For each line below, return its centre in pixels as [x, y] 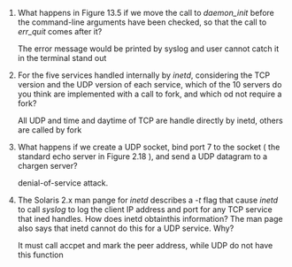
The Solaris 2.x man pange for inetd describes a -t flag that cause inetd [148, 200]
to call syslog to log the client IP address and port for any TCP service [145, 210]
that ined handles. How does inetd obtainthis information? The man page [150, 219]
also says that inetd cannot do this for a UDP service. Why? [126, 228]
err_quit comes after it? [60, 31]
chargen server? [47, 166]
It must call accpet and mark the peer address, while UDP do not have [145, 245]
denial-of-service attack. [63, 183]
